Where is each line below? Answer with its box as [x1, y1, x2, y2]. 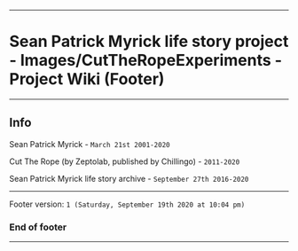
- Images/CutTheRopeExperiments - [9, 51, 282, 71]
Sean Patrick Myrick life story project [9, 32, 289, 51]
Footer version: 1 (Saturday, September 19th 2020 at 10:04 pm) [9, 199, 246, 209]
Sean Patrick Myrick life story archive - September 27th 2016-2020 [9, 173, 249, 184]
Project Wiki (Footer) [9, 69, 165, 90]
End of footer [9, 221, 67, 233]
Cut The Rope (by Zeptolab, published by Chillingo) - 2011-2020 [9, 156, 240, 167]
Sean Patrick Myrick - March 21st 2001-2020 [9, 138, 170, 149]
